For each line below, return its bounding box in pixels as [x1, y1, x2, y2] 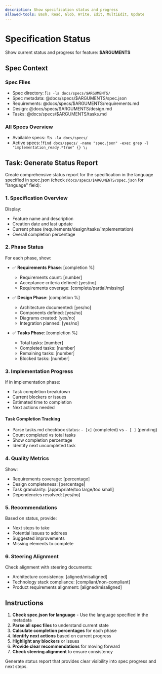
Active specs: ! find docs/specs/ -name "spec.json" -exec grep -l [12, 140, 149, 146]
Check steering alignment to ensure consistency [12, 649, 113, 655]
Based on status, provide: [5, 515, 57, 521]
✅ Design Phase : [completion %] [12, 294, 80, 300]
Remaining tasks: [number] [19, 350, 75, 356]
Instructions [5, 599, 43, 607]
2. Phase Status [5, 244, 43, 251]
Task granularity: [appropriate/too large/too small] [12, 486, 114, 492]
